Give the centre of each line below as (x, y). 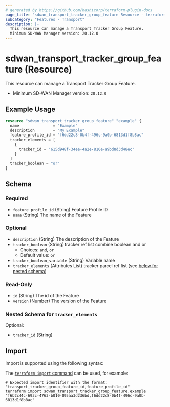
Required (17, 198)
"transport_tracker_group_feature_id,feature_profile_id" (68, 387)
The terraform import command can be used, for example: (67, 373)
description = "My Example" (47, 130)
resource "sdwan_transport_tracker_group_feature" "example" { (73, 121)
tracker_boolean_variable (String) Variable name (64, 261)
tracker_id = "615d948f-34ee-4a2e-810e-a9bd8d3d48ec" (77, 149)
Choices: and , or (37, 250)
